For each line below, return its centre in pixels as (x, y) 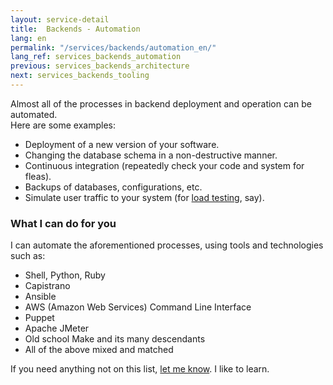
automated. (34, 114)
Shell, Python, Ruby (65, 275)
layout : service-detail (60, 19)
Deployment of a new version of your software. (122, 144)
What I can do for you (63, 223)
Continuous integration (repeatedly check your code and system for (164, 165)
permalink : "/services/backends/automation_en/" (113, 47)
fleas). (38, 176)
